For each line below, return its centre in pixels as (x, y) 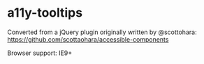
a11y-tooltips (45, 13)
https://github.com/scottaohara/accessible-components (88, 39)
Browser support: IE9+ (39, 53)
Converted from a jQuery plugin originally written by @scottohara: (102, 32)
